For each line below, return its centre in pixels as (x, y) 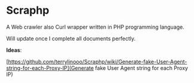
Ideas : (14, 50)
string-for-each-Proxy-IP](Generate (50, 68)
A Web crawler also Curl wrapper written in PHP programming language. (96, 27)
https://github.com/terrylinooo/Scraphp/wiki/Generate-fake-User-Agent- (98, 62)
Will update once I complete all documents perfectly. (71, 38)
